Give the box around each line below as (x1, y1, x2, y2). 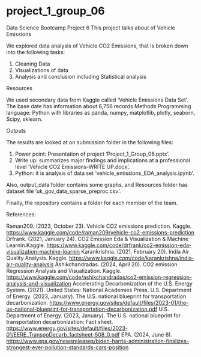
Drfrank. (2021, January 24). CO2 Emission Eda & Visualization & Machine (6, 235, 189, 242)
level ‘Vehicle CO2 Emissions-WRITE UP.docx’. (14, 163, 130, 170)
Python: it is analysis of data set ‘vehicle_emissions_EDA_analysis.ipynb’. (14, 169, 194, 177)
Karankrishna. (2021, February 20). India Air (80, 248, 190, 255)
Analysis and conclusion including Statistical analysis (14, 73, 147, 80)
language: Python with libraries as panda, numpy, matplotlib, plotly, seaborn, (6, 109, 196, 116)
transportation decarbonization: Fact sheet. (6, 318, 113, 325)
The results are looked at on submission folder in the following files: (6, 138, 173, 145)
